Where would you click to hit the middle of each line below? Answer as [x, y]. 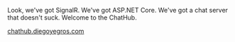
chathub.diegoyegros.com [46, 31]
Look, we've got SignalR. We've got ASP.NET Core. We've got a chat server [118, 10]
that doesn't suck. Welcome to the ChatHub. [72, 17]
